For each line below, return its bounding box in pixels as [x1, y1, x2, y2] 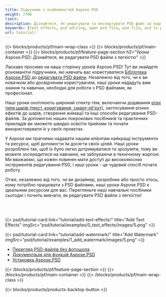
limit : [5, 16, 19, 21]
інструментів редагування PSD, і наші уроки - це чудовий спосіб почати [5, 162, 157, 168]
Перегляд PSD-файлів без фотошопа [12, 247, 90, 252]
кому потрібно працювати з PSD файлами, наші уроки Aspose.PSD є [5, 182, 150, 188]
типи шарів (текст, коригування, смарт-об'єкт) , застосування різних [5, 105, 149, 111]
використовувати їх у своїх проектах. [5, 126, 84, 131]
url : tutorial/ [5, 30, 37, 35]
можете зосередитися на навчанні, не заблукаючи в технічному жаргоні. [5, 151, 160, 157]
